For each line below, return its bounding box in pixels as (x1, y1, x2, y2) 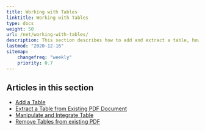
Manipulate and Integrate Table (15, 112, 94, 119)
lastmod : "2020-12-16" (6, 43, 64, 49)
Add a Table (15, 99, 46, 106)
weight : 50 (6, 26, 34, 32)
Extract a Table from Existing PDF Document (15, 105, 127, 113)
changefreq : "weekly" (17, 54, 72, 60)
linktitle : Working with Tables (6, 15, 88, 21)
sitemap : (6, 49, 29, 55)
